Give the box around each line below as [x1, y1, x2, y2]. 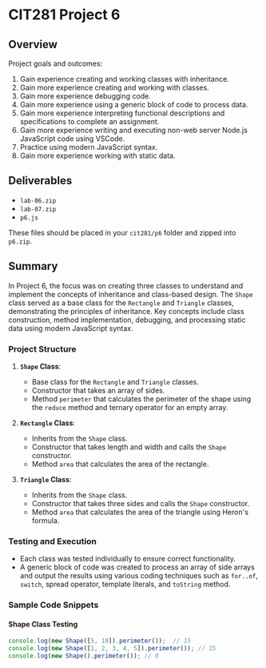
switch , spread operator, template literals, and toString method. [19, 579, 231, 590]
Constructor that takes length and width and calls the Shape [31, 442, 227, 452]
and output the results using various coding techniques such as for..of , [19, 571, 258, 581]
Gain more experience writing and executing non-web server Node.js [19, 126, 248, 135]
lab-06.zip [19, 196, 57, 205]
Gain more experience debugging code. [19, 91, 152, 101]
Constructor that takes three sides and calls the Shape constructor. [31, 498, 250, 508]
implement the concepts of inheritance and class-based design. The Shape [8, 289, 253, 299]
